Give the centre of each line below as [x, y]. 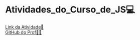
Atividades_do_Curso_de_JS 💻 [70, 10]
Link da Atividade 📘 [25, 27]
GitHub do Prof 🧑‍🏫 [24, 32]
